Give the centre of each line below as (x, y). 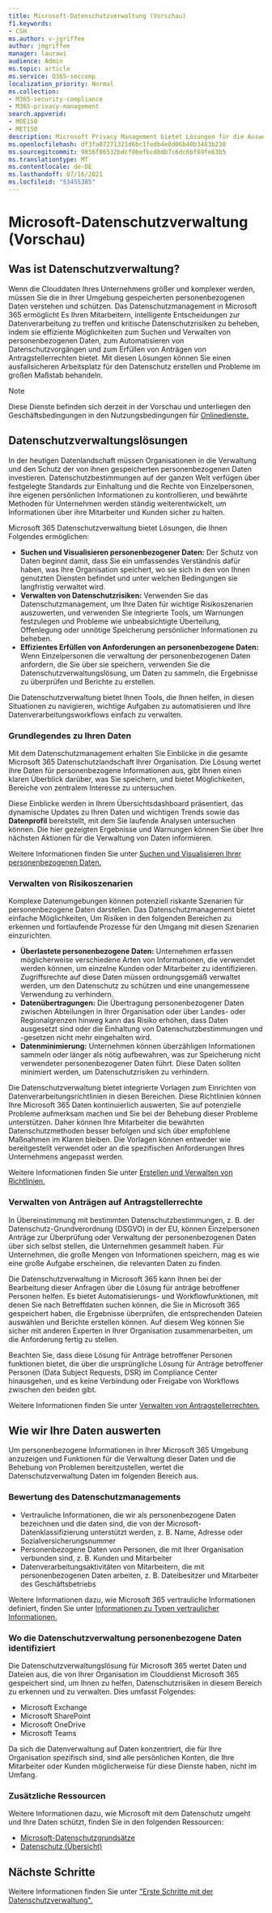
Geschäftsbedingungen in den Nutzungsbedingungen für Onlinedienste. (129, 415)
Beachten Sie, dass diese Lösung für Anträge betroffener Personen (121, 1355)
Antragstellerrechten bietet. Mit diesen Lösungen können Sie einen (120, 357)
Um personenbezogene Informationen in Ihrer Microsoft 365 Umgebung (128, 1450)
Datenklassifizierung (54, 1532)
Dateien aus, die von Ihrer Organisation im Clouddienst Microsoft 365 (124, 1674)
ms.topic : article (39, 69)
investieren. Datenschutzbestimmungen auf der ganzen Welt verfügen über (134, 477)
